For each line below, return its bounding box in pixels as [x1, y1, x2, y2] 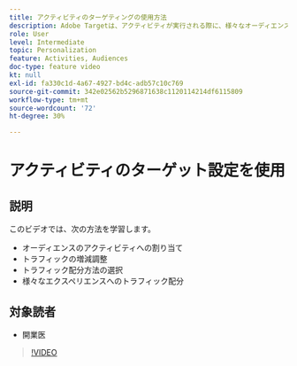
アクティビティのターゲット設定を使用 [9, 160, 286, 181]
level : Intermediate [9, 37, 86, 47]
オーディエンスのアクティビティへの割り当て [21, 243, 184, 253]
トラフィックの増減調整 [21, 253, 108, 264]
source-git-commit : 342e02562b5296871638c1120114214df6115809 [9, 87, 243, 96]
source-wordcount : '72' [9, 104, 97, 113]
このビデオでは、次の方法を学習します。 [9, 223, 156, 235]
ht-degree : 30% [9, 112, 65, 121]
